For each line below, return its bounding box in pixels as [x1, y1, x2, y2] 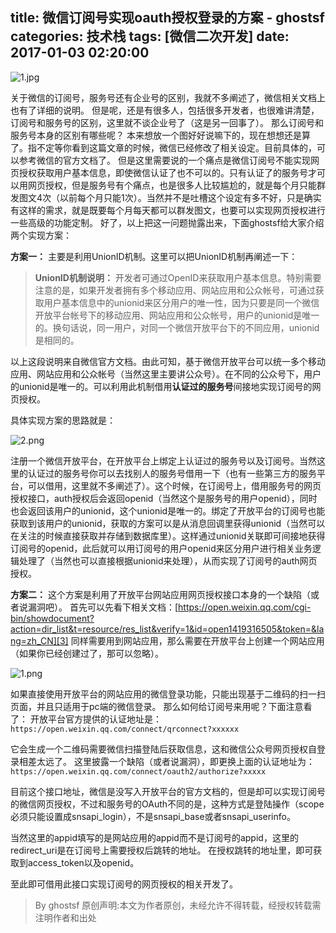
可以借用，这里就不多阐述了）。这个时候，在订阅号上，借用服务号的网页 [27, 479, 322, 492]
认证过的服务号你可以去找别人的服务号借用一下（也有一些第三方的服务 [27, 467, 317, 479]
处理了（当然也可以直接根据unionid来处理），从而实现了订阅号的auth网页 [18, 554, 318, 567]
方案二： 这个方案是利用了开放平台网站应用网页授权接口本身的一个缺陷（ [10, 588, 311, 600]
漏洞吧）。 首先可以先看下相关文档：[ [27, 601, 179, 613]
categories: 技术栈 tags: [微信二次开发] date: [10, 28, 290, 45]
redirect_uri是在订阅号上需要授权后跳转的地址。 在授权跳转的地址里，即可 [10, 844, 314, 856]
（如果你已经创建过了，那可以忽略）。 [10, 647, 164, 659]
